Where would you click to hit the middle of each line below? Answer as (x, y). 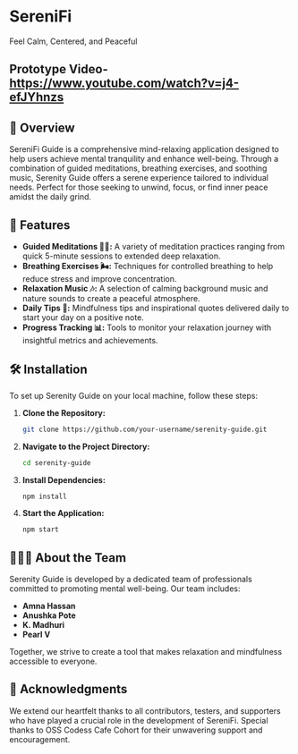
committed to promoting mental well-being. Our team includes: (125, 589)
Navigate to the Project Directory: (86, 446)
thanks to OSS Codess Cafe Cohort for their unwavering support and (136, 730)
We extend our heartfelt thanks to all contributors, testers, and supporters (145, 711)
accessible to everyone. (53, 661)
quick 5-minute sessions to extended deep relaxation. (121, 256)
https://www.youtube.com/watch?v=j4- (124, 84)
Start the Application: (63, 513)
